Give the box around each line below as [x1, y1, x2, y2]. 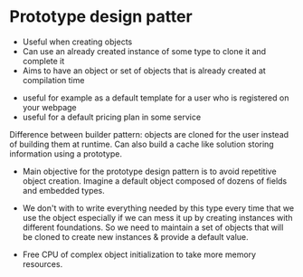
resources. [22, 258, 63, 269]
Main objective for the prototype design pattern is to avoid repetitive [22, 166, 278, 177]
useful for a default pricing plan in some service [22, 111, 202, 122]
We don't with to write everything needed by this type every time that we [22, 202, 295, 214]
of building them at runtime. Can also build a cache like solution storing [9, 138, 274, 149]
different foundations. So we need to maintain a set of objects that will [22, 222, 284, 233]
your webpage [22, 101, 77, 112]
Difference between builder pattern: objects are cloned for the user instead [9, 129, 289, 139]
